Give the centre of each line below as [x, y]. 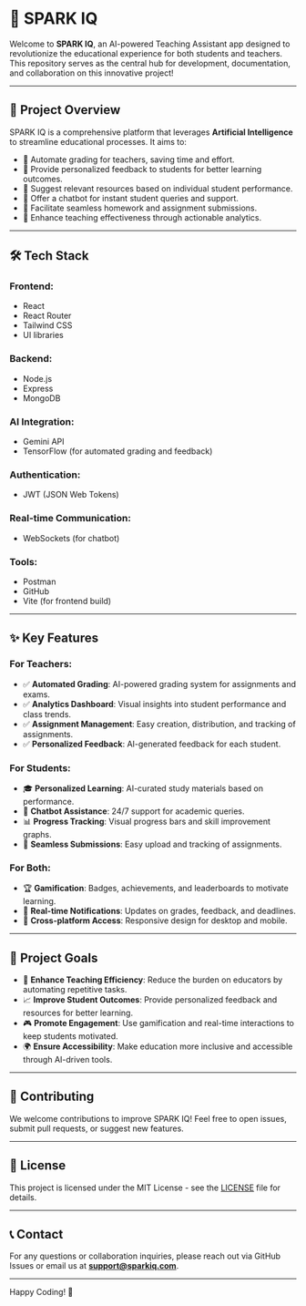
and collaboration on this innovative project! [92, 73]
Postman [39, 581]
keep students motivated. [70, 1036]
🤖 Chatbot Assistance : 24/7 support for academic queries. [133, 811]
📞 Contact [36, 1234]
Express [38, 388]
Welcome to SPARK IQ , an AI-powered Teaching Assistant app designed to [150, 44]
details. [23, 1197]
